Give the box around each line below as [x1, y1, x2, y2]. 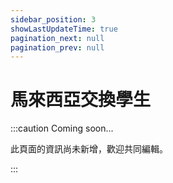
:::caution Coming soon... [10, 122, 114, 135]
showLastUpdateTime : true [10, 24, 118, 34]
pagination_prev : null [10, 42, 105, 53]
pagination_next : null [10, 33, 105, 43]
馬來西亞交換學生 [10, 89, 152, 111]
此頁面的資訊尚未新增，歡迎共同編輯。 [10, 143, 168, 155]
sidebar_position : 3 [10, 14, 97, 25]
